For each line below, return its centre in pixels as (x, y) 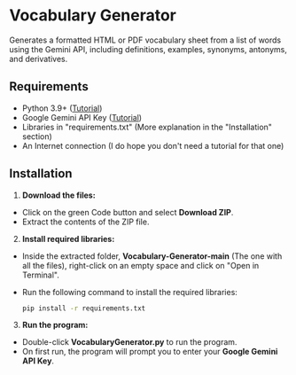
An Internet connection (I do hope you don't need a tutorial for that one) (153, 145)
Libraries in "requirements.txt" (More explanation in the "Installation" (147, 127)
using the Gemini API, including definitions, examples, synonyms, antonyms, (148, 49)
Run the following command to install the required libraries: (129, 292)
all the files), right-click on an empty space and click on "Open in (140, 265)
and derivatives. (39, 59)
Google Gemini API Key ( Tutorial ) (82, 117)
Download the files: (58, 195)
